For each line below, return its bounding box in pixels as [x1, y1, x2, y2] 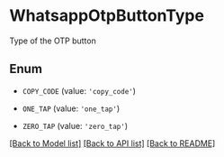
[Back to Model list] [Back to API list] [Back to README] [9, 137, 216, 149]
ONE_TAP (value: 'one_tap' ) [22, 103, 120, 114]
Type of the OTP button [9, 35, 96, 46]
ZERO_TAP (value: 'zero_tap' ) [22, 120, 129, 131]
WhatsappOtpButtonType [9, 5, 205, 26]
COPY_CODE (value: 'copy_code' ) [22, 85, 137, 96]
